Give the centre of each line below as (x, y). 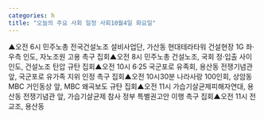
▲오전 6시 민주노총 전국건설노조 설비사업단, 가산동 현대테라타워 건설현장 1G (126, 46)
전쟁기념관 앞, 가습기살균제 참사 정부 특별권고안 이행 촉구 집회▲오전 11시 (135, 96)
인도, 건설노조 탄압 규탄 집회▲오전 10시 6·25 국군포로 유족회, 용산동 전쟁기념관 (130, 66)
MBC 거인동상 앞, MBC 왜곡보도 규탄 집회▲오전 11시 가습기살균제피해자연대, (127, 86)
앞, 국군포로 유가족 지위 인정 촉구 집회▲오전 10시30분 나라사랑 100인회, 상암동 (130, 76)
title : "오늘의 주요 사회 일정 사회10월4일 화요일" (82, 23)
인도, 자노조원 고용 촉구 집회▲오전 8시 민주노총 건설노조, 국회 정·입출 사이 (138, 56)
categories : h (32, 15)
